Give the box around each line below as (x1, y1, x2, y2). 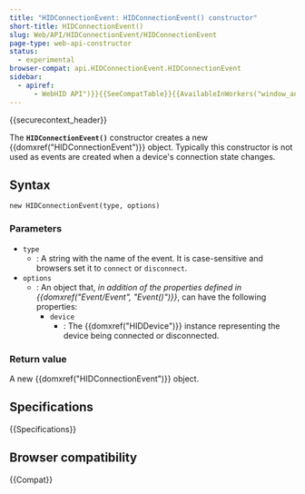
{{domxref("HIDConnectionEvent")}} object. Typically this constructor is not (9, 142, 293, 153)
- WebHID (33, 89, 67, 98)
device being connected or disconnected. (63, 330, 220, 341)
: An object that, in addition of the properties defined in (35, 282, 242, 292)
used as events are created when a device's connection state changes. (9, 151, 276, 162)
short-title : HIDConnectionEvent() (9, 22, 144, 31)
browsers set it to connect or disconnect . (35, 262, 188, 273)
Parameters (9, 222, 62, 235)
